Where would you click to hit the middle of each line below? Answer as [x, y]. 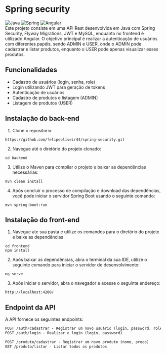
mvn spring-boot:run [26, 205]
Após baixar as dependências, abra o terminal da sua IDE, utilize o [80, 260]
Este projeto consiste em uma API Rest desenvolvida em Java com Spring [80, 28]
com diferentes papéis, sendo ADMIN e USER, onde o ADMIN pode [73, 44]
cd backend [16, 158]
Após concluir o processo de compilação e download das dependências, [86, 190]
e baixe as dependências [38, 237]
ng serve [14, 274]
